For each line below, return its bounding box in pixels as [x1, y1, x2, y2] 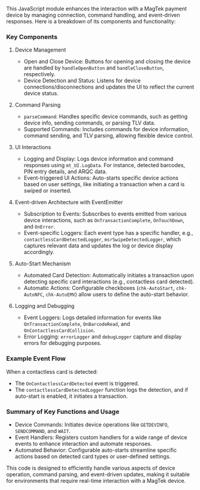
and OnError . [23, 223, 56, 230]
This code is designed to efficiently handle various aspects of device [6, 464, 176, 471]
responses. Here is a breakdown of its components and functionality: [6, 18, 176, 25]
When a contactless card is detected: [6, 368, 99, 375]
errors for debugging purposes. [23, 340, 101, 347]
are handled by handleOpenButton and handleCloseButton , [23, 64, 164, 71]
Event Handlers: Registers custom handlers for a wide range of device [14, 434, 187, 441]
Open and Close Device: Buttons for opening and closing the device [23, 58, 191, 65]
